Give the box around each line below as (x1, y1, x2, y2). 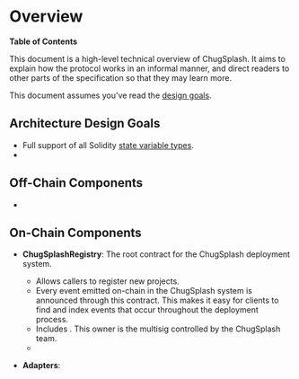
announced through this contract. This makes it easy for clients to (35, 295, 279, 306)
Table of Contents (9, 36, 78, 47)
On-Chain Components (9, 225, 142, 240)
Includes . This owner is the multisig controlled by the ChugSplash (35, 323, 281, 334)
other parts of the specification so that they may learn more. (9, 72, 232, 83)
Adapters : (22, 360, 61, 371)
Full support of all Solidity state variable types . (22, 139, 195, 150)
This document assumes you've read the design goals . (9, 90, 213, 101)
